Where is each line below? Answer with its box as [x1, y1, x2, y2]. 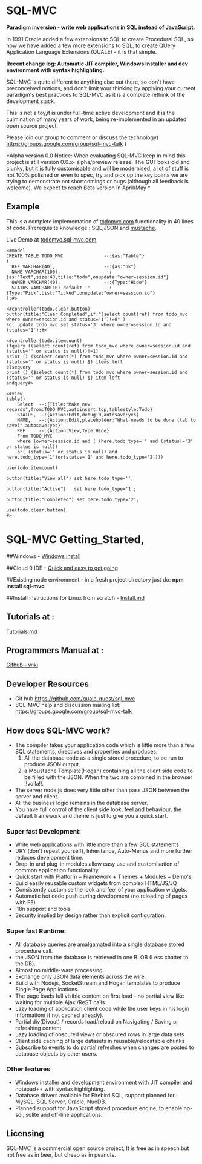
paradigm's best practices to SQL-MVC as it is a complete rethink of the [6, 91, 186, 98]
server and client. [15, 792, 59, 800]
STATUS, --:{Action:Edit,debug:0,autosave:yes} [17, 412, 139, 418]
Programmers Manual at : [6, 645, 104, 656]
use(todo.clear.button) [6, 507, 67, 513]
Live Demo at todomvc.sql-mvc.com [6, 235, 97, 243]
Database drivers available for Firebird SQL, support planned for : [15, 1091, 178, 1099]
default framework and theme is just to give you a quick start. [15, 812, 168, 819]
